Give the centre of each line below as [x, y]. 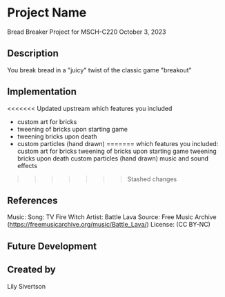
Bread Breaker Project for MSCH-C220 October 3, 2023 [87, 32]
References [32, 200]
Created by [32, 270]
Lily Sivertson [27, 286]
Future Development [52, 246]
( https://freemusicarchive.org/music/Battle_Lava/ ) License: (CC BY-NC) [109, 225]
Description [33, 53]
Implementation [42, 92]
